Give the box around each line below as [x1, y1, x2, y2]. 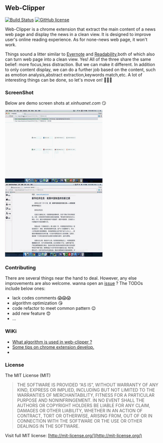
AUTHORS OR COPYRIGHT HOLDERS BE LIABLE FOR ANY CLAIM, [17, 403, 150, 408]
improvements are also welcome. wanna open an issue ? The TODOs [5, 281, 143, 286]
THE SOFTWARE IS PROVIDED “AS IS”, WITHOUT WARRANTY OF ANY [17, 382, 159, 388]
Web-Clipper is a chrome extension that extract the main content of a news [5, 26, 156, 32]
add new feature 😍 [12, 311, 51, 317]
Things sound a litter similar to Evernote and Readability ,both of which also [5, 51, 155, 57]
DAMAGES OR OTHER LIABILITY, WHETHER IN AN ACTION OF [17, 408, 143, 413]
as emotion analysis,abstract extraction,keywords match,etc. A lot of [5, 71, 143, 77]
